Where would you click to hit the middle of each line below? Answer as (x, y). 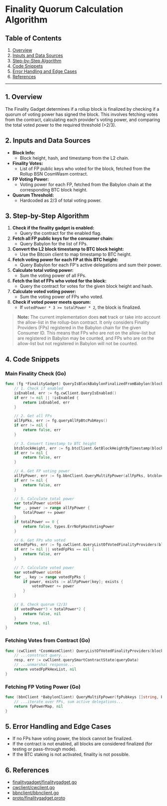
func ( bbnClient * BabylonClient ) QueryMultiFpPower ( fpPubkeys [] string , (82, 697)
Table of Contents (34, 38)
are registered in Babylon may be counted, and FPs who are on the (85, 338)
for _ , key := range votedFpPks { (50, 577)
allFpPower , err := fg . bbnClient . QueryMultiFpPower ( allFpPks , (80, 476)
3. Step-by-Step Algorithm (47, 216)
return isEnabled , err (46, 403)
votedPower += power (53, 586)
